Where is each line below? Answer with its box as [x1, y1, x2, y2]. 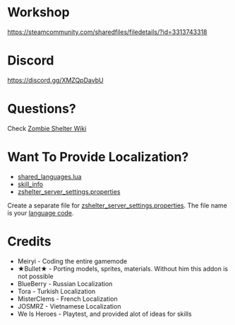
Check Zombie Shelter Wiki [7, 124, 87, 132]
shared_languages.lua [17, 172, 82, 181]
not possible [17, 272, 54, 280]
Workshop [7, 4, 70, 21]
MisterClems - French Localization [17, 295, 118, 303]
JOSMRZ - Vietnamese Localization [17, 302, 121, 310]
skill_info [17, 180, 44, 188]
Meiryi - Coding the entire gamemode [17, 256, 128, 266]
